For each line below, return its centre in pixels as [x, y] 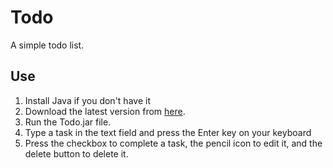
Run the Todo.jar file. [68, 122]
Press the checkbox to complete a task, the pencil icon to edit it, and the [173, 143]
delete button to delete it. [76, 153]
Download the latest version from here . [105, 111]
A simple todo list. [47, 45]
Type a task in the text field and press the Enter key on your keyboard [168, 132]
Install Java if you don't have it [87, 100]
